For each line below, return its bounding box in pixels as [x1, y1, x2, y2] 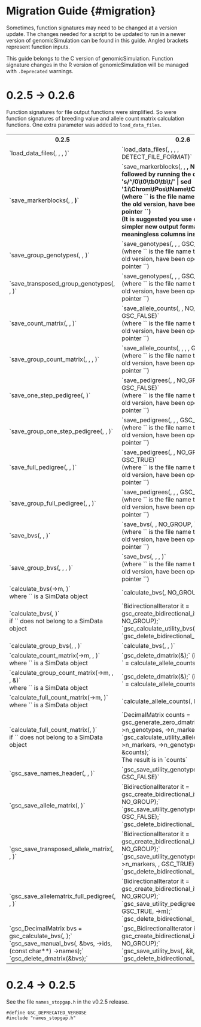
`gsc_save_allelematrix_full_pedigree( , [9, 892, 116, 900]
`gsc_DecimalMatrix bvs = [9, 924, 83, 932]
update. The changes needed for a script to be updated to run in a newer [6, 30, 186, 37]
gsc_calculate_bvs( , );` [9, 932, 73, 940]
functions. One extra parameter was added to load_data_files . [6, 121, 162, 128]
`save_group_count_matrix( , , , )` [9, 355, 100, 364]
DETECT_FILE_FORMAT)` [121, 152, 193, 161]
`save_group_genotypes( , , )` [9, 251, 90, 259]
